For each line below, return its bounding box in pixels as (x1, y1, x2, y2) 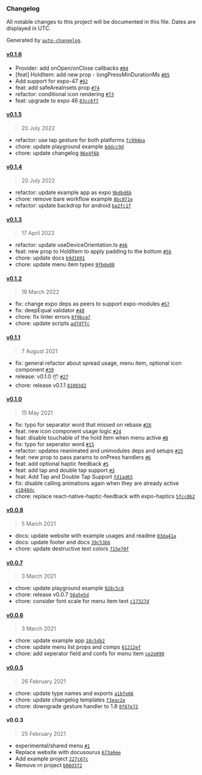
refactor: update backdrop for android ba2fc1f (15, 201, 131, 209)
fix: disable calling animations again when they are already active (15, 479, 179, 487)
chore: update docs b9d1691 (15, 254, 85, 261)
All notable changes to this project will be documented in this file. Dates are (6, 18, 197, 26)
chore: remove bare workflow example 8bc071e (15, 195, 133, 203)
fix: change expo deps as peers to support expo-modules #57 (15, 300, 170, 307)
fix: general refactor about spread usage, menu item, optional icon (15, 359, 182, 367)
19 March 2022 (21, 288, 60, 296)
